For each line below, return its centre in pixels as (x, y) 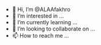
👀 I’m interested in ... (38, 16)
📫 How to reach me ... (40, 36)
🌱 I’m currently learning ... (45, 22)
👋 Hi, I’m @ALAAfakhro (41, 9)
